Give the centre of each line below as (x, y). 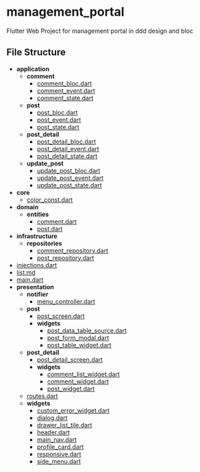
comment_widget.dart (78, 381)
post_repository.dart (65, 258)
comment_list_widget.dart (84, 374)
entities (38, 214)
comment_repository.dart (73, 250)
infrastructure (37, 236)
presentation (35, 287)
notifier (37, 294)
